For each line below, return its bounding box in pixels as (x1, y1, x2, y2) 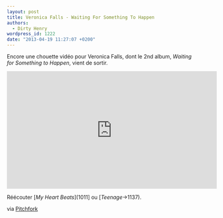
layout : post (7, 8, 40, 15)
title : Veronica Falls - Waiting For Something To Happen (7, 14, 155, 20)
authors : (7, 20, 29, 26)
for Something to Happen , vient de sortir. (7, 59, 109, 66)
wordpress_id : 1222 (7, 31, 56, 37)
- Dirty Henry (12, 25, 47, 32)
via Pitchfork (7, 205, 38, 212)
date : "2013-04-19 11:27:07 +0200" (7, 36, 96, 42)
